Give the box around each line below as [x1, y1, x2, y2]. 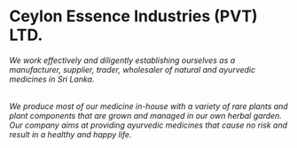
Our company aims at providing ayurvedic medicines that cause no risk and [9, 120, 288, 130]
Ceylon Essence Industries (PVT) [9, 6, 259, 27]
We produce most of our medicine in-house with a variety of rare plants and [9, 101, 288, 112]
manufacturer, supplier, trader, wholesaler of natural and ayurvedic [9, 64, 256, 74]
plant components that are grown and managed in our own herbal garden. [9, 111, 282, 121]
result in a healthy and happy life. [9, 129, 132, 140]
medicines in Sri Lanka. [9, 74, 95, 84]
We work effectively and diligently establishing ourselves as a [9, 55, 236, 66]
